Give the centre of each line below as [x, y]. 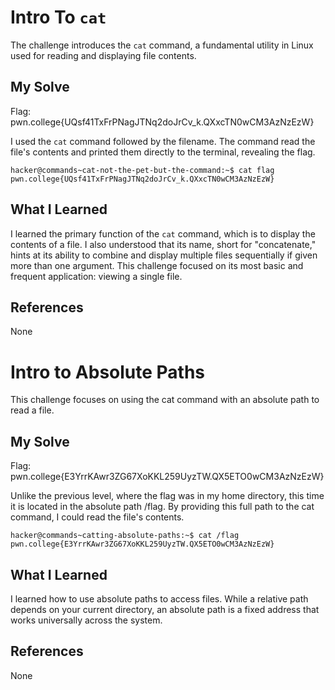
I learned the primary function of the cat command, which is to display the [163, 233]
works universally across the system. [86, 620]
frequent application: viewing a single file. [96, 276]
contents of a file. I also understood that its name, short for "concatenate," [163, 244]
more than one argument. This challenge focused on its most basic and [157, 265]
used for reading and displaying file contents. [103, 55]
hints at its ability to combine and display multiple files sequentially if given [164, 255]
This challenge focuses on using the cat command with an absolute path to [165, 400]
